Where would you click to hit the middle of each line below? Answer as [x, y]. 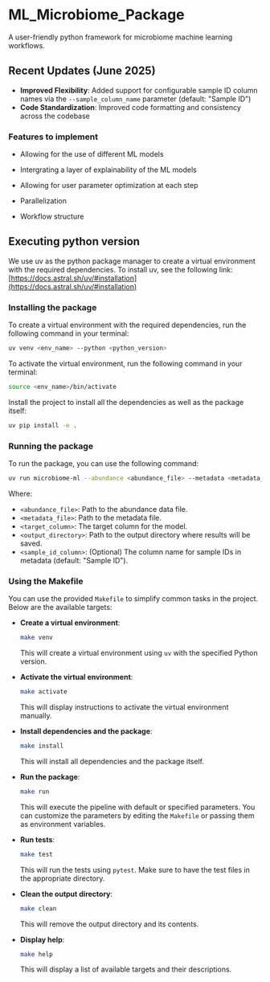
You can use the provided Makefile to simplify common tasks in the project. [133, 599]
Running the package [51, 446]
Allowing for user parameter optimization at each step [109, 186]
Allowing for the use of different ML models [92, 154]
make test [37, 854]
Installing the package [53, 307]
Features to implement [53, 137]
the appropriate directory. [62, 878]
